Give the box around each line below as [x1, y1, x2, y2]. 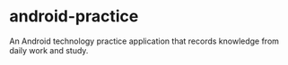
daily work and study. [9, 45, 89, 55]
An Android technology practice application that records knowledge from [9, 36, 280, 46]
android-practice [9, 6, 139, 27]
